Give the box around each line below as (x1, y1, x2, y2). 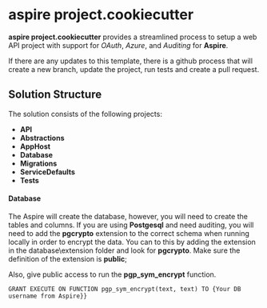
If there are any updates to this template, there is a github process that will (8, 56, 253, 66)
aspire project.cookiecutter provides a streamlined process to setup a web (8, 32, 257, 42)
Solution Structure (8, 88, 102, 102)
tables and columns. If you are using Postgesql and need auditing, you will (8, 220, 254, 230)
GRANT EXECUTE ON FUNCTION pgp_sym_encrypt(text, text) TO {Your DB (8, 285, 241, 293)
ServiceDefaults (19, 166, 76, 177)
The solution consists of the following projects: (8, 109, 162, 118)
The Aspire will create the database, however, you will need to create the (8, 211, 248, 221)
